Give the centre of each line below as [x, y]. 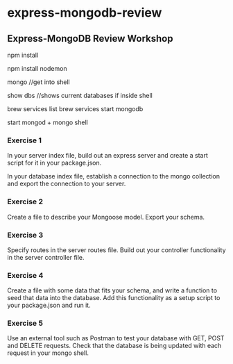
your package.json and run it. [49, 305]
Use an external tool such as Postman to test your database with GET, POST [116, 338]
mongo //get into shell [39, 82]
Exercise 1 [25, 140]
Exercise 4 [25, 275]
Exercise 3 [25, 235]
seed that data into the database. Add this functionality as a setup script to [114, 298]
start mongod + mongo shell [48, 122]
